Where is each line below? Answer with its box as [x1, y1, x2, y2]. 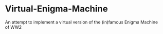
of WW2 [5, 24, 22, 30]
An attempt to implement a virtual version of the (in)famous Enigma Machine [5, 19, 158, 25]
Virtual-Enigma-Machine [5, 3, 108, 14]
